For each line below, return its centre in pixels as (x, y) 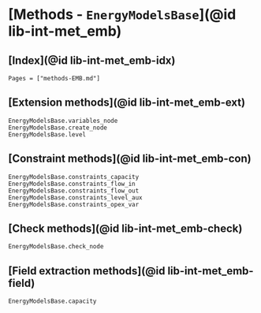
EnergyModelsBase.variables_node (63, 121)
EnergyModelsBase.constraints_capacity (74, 177)
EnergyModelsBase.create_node (58, 128)
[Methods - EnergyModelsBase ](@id (122, 15)
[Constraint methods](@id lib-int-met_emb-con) (130, 159)
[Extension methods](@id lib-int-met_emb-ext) (127, 103)
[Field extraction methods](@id (87, 271)
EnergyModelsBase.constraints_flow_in (72, 184)
